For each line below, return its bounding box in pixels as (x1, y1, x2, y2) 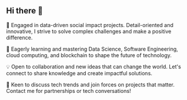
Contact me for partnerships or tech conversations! (6, 87, 131, 94)
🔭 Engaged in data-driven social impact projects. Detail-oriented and (6, 21, 173, 28)
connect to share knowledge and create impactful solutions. (6, 69, 153, 76)
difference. (6, 34, 33, 41)
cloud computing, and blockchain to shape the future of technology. (6, 51, 172, 59)
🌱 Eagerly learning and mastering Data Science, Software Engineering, (6, 45, 179, 52)
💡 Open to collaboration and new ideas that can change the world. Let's (6, 63, 182, 70)
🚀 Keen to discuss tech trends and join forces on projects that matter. (6, 81, 175, 88)
